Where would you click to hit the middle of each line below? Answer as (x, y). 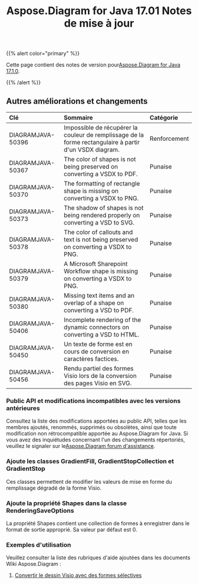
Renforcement (169, 138)
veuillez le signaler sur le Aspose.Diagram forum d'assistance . (81, 446)
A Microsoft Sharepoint (96, 264)
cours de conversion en (97, 352)
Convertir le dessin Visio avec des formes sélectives (78, 575)
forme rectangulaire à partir (102, 142)
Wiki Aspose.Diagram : (34, 564)
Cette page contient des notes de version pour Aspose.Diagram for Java (93, 65)
